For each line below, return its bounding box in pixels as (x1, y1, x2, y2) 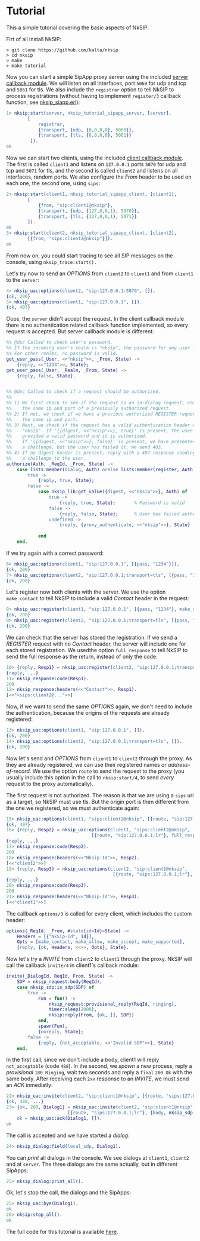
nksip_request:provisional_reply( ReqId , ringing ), (48, 1001, 177, 1007)
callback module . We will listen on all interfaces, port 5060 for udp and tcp (6, 79, 186, 87)
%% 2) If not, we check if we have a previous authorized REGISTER (6, 411, 177, 417)
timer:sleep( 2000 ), (48, 1006, 97, 1013)
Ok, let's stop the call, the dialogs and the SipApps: (6, 1189, 132, 1196)
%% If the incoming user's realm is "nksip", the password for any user (6, 345, 190, 351)
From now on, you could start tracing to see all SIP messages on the (6, 252, 173, 259)
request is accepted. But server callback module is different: (6, 328, 154, 335)
